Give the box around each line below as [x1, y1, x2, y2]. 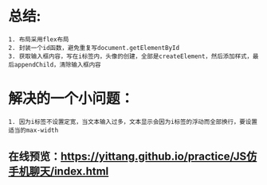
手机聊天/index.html [8, 164, 109, 179]
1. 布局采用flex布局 [8, 35, 69, 44]
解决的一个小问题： [8, 90, 135, 108]
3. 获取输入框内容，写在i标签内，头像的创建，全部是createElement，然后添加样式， [8, 52, 253, 60]
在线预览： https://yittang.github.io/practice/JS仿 [8, 150, 257, 164]
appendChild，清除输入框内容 [14, 60, 101, 68]
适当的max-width [8, 126, 59, 134]
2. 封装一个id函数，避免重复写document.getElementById [8, 44, 180, 52]
